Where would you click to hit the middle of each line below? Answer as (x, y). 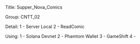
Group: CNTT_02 (23, 17)
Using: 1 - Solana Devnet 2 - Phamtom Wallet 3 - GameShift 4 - (71, 36)
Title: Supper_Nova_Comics (34, 7)
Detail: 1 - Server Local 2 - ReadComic (45, 26)
